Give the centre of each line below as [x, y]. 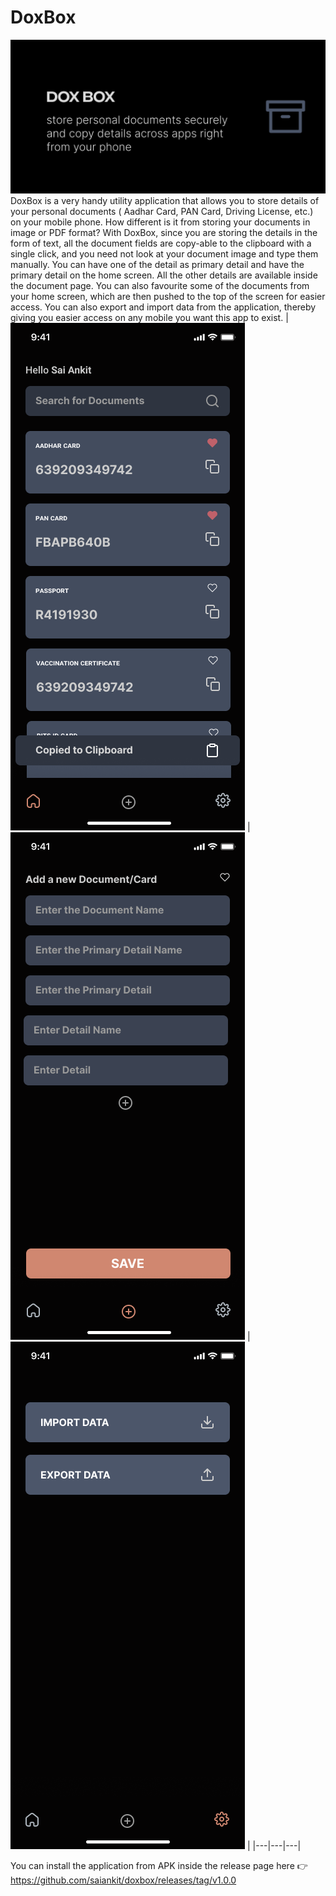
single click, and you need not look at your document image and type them [164, 254]
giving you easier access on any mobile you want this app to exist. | [149, 318]
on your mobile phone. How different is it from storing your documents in [160, 222]
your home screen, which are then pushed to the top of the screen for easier [168, 297]
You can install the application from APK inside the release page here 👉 [159, 1866]
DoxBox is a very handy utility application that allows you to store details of [165, 201]
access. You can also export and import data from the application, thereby [163, 307]
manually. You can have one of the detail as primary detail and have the [157, 265]
